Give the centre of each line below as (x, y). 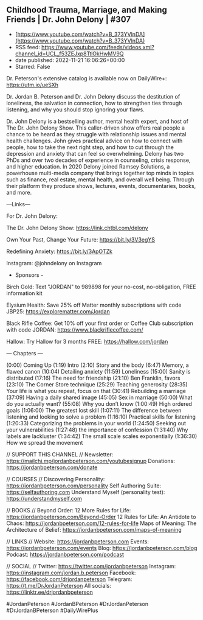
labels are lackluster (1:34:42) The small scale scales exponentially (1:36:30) (102, 436)
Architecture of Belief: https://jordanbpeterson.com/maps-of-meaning (94, 529)
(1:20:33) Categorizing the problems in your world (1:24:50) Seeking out (96, 423)
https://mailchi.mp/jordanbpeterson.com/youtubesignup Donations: (91, 461)
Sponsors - (29, 275)
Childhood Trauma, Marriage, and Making (87, 10)
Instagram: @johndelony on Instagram (54, 263)
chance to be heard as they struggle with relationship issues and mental (96, 134)
